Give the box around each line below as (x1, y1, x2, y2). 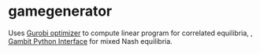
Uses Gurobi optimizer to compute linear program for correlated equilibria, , (8, 28, 254, 38)
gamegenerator (8, 2, 113, 20)
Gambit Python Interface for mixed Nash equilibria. (8, 36, 173, 45)
